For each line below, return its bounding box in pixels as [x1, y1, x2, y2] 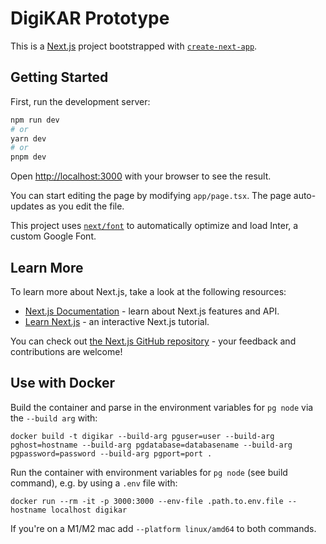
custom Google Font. [10, 230, 97, 242]
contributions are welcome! [10, 345, 123, 357]
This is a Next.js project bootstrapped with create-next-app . [10, 40, 258, 52]
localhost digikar [50, 505, 128, 515]
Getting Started [10, 69, 109, 86]
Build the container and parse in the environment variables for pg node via [10, 401, 314, 413]
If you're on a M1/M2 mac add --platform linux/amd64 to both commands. [10, 522, 317, 534]
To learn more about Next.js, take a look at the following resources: [10, 285, 287, 297]
